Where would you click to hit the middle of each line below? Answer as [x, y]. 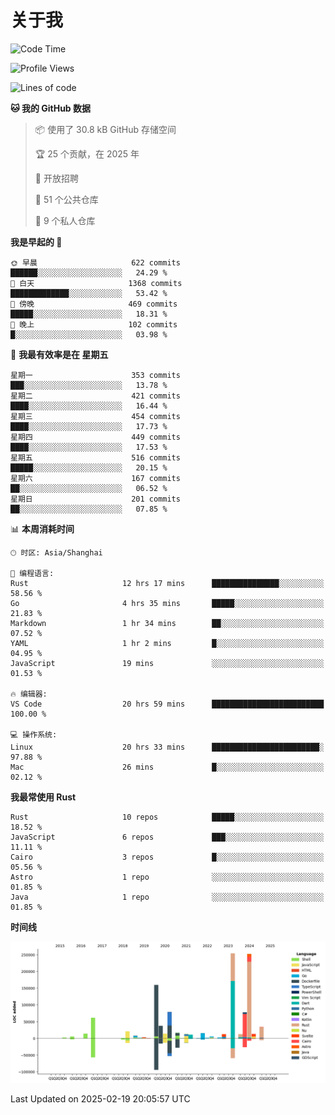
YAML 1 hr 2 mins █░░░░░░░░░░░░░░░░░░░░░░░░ [167, 643]
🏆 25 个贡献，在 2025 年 [87, 153]
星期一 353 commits [95, 375]
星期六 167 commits [95, 478]
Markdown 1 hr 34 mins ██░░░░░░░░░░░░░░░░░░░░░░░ [167, 623]
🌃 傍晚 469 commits [94, 304]
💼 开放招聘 [56, 178]
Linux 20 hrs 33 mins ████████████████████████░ [167, 747]
